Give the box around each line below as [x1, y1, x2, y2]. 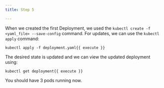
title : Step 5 [5, 7, 35, 12]
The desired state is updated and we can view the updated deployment [5, 54, 151, 60]
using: [5, 59, 18, 65]
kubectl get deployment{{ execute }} [5, 69, 83, 74]
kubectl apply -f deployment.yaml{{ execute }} [5, 45, 106, 50]
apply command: [5, 36, 40, 42]
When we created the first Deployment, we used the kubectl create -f [5, 25, 151, 31]
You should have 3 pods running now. [5, 77, 82, 83]
